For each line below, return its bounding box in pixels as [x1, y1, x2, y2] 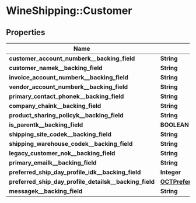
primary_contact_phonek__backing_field [9, 92, 124, 100]
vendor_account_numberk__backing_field [9, 83, 128, 91]
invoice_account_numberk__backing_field [9, 73, 128, 81]
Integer [160, 168, 181, 176]
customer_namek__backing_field [9, 64, 103, 72]
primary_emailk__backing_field [9, 159, 97, 167]
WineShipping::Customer [6, 4, 132, 17]
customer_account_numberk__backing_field [9, 54, 135, 62]
